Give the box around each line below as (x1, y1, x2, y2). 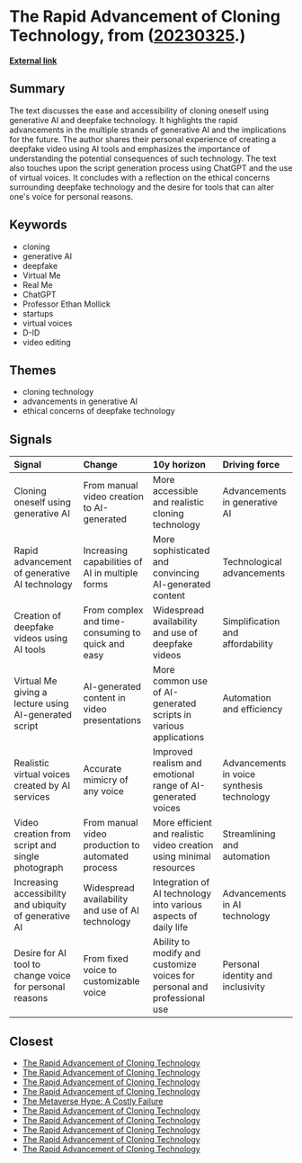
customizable (83, 975, 140, 988)
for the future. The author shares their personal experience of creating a (9, 133, 277, 145)
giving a (13, 686, 48, 699)
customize (152, 958, 197, 971)
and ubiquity (13, 899, 67, 911)
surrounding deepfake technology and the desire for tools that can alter (9, 182, 274, 192)
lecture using (13, 697, 69, 710)
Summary (9, 81, 66, 96)
